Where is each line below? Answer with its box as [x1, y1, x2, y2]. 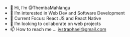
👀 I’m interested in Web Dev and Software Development [10, 10, 125, 16]
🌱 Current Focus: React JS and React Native [10, 15, 101, 21]
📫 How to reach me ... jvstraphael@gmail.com [10, 26, 106, 32]
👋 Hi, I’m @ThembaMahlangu [10, 5, 71, 10]
